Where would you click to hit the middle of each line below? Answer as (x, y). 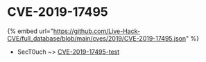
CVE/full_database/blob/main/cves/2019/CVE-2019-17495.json (96, 38)
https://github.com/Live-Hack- (97, 31)
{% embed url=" (31, 31)
